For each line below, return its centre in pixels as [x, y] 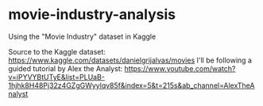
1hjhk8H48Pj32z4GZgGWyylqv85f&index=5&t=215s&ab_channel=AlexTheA [131, 85]
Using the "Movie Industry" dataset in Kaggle [82, 36]
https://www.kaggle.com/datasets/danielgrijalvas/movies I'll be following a [130, 60]
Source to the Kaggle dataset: [57, 51]
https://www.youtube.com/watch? [180, 68]
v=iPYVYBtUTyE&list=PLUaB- [57, 77]
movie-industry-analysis [92, 15]
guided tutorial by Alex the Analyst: [66, 68]
